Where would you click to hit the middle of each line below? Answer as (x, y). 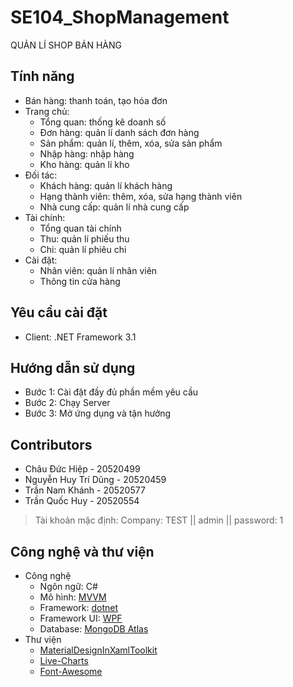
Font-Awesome (71, 671)
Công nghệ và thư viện (82, 551)
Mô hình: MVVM (73, 597)
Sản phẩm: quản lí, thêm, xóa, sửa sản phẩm (131, 143)
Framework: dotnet (79, 607)
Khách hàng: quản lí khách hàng (106, 185)
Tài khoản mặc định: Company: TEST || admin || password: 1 (159, 520)
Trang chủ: (47, 111)
